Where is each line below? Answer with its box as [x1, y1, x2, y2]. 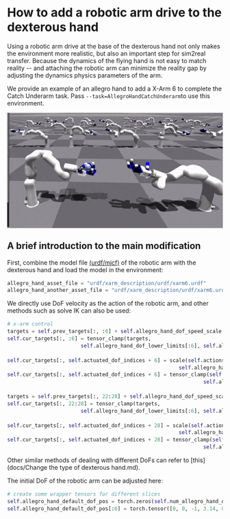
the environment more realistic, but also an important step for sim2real [7, 49, 206, 58]
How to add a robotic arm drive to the [7, 5, 222, 21]
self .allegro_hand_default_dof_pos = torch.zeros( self [7, 498, 167, 505]
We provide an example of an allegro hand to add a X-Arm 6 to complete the [7, 84, 222, 93]
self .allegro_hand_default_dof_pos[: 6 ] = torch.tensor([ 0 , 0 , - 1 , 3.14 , [7, 505, 219, 512]
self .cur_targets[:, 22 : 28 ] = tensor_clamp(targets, [7, 400, 161, 407]
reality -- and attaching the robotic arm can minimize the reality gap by [7, 64, 207, 72]
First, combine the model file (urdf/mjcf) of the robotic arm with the [7, 258, 196, 267]
